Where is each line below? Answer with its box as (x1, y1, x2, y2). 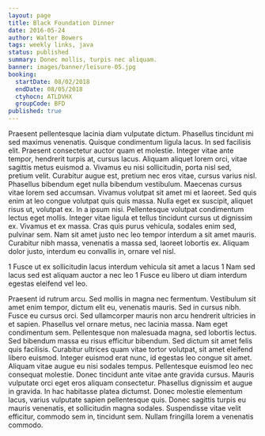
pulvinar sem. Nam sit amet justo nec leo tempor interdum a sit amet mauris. (8, 230, 257, 239)
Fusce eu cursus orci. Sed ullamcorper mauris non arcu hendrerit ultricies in (8, 311, 256, 320)
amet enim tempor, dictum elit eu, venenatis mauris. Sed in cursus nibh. (8, 302, 241, 312)
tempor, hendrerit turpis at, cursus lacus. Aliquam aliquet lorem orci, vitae (8, 154, 248, 163)
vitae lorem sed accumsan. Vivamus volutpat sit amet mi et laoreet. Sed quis (8, 188, 257, 197)
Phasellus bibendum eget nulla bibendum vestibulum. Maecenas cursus (8, 180, 243, 188)
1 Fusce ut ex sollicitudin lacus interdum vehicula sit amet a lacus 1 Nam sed (8, 262, 256, 271)
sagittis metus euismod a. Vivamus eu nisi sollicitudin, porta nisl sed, (8, 163, 232, 172)
